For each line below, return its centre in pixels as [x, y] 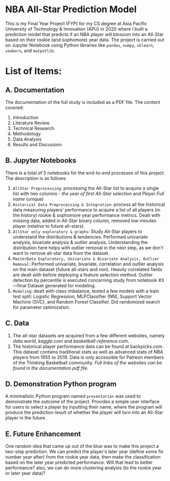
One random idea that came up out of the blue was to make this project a [82, 446]
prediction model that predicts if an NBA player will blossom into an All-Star [84, 34]
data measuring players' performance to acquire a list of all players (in [87, 209]
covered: [15, 108]
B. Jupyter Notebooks [41, 161]
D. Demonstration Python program [61, 384]
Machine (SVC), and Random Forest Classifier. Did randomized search [86, 302]
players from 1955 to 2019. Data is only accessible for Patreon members [88, 357]
